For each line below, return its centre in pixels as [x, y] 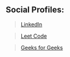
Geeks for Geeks [42, 47]
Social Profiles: [35, 10]
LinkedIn [31, 24]
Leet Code [33, 36]
